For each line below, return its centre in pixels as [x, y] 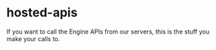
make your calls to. [33, 38]
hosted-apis [42, 13]
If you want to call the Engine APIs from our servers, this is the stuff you [108, 32]
